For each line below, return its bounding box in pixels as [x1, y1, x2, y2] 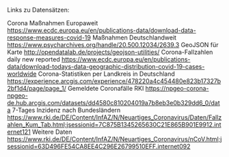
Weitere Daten [31, 128, 72, 136]
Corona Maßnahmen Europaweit [7, 19, 98, 27]
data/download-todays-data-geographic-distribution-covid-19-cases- [7, 63, 205, 70]
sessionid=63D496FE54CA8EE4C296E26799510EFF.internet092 [7, 143, 191, 150]
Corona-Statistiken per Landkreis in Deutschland [38, 70, 176, 78]
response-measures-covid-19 [7, 33, 91, 42]
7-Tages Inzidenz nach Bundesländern [12, 106, 121, 114]
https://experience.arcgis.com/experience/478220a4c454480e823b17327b [7, 77, 221, 85]
